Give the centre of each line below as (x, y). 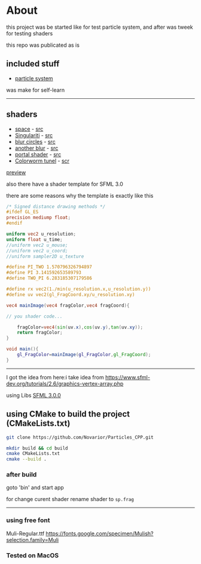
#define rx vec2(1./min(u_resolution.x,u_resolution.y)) (79, 289)
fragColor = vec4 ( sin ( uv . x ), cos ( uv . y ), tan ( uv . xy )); (80, 327)
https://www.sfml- (128, 377)
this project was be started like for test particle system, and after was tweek (100, 27)
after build (22, 475)
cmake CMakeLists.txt (33, 454)
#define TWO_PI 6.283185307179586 (49, 278)
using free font (28, 520)
